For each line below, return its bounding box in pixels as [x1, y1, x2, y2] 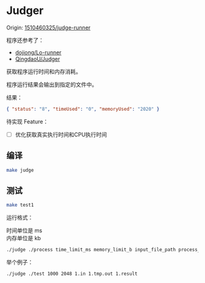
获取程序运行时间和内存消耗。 [6, 68, 81, 75]
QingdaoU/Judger [15, 55, 60, 62]
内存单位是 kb [6, 235, 41, 242]
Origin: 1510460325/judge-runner [6, 24, 91, 31]
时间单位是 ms [6, 227, 43, 234]
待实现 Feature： [6, 117, 49, 125]
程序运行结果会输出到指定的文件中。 [6, 81, 98, 88]
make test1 [6, 202, 34, 208]
